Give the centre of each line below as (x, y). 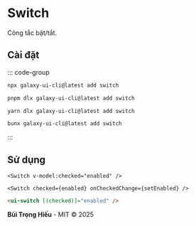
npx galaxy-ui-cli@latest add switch (63, 85)
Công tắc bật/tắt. (32, 33)
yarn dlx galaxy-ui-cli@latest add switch (71, 111)
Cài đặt (23, 55)
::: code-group (28, 72)
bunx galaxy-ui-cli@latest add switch (65, 124)
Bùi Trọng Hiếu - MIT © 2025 (51, 214)
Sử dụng (27, 160)
